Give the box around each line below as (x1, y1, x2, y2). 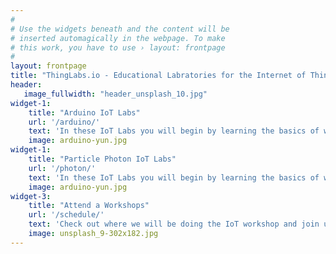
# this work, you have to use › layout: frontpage (10, 42, 226, 53)
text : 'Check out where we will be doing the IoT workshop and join (28, 219, 320, 230)
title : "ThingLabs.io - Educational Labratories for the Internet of (10, 71, 307, 81)
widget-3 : (10, 191, 52, 201)
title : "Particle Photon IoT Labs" (28, 154, 177, 164)
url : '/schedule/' (28, 210, 105, 220)
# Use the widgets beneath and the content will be (10, 24, 230, 34)
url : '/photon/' (28, 163, 97, 173)
